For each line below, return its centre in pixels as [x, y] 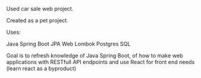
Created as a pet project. [37, 20]
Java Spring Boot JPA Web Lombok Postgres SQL [69, 44]
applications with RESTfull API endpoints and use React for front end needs [101, 62]
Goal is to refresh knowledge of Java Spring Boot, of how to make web [95, 56]
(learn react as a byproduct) [41, 68]
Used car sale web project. [40, 9]
